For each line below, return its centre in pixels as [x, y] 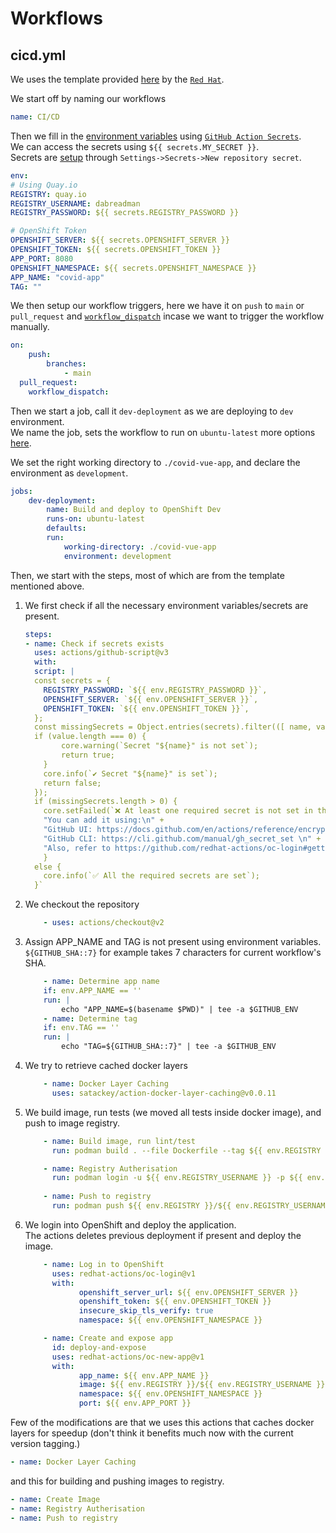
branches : [66, 364]
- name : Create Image [55, 1499]
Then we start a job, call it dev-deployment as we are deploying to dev [152, 411]
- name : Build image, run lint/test [119, 1141]
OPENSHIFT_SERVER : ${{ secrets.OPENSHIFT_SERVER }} [120, 240]
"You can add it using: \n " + [104, 820]
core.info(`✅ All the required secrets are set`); [151, 876]
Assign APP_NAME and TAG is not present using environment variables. [173, 941]
